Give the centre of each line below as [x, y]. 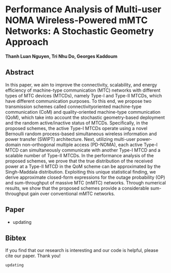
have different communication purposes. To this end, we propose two [78, 101]
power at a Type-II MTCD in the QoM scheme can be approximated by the [83, 166]
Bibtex [16, 238]
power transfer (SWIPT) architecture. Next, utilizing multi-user [71, 139]
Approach [27, 42]
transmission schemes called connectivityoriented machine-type [74, 107]
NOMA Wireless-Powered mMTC [77, 20]
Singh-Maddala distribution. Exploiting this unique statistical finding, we [81, 172]
